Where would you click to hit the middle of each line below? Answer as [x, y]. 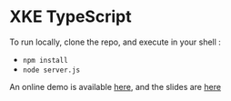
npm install [45, 60]
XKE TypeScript [70, 17]
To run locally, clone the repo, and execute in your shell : [115, 42]
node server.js [51, 70]
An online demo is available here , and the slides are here [115, 86]
